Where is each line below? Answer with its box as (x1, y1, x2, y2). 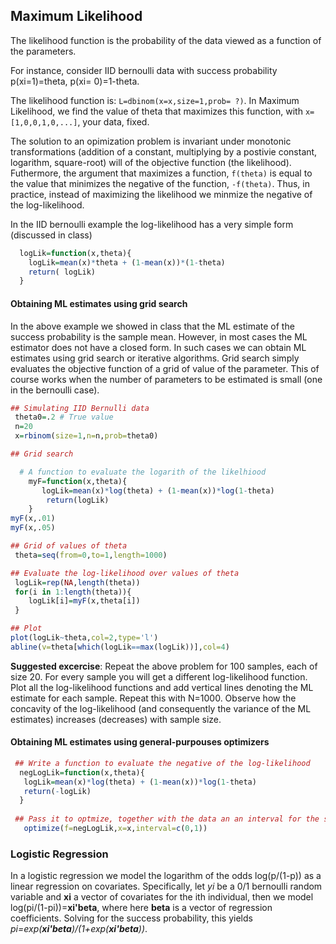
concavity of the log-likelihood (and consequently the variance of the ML (10, 702, 312, 714)
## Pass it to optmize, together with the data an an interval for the (14, 814, 320, 824)
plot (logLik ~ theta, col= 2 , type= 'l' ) (10, 633, 159, 643)
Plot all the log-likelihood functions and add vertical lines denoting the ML (10, 681, 314, 693)
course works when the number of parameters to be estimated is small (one (10, 373, 323, 385)
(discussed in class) (10, 229, 93, 241)
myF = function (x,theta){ (28, 476, 128, 486)
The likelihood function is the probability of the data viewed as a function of (10, 34, 322, 46)
